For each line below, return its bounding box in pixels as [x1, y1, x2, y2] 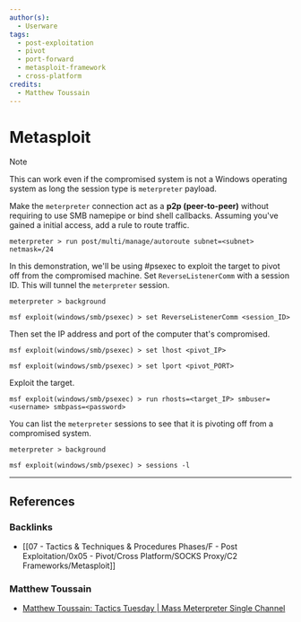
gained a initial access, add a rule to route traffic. [9, 220, 190, 231]
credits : [9, 80, 42, 89]
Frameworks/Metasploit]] [21, 560, 116, 571]
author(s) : [9, 13, 50, 22]
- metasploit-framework [17, 64, 106, 73]
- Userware [17, 22, 58, 31]
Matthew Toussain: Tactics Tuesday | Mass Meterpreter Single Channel [21, 603, 286, 614]
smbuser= [237, 395, 271, 404]
